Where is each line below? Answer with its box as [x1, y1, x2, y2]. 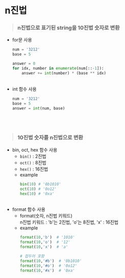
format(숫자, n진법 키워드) [19, 213, 72, 219]
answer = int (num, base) [12, 105, 65, 111]
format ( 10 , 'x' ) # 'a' [19, 244, 68, 250]
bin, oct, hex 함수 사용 [12, 146, 58, 153]
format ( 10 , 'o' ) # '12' [19, 240, 71, 245]
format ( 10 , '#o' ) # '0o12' [19, 263, 78, 268]
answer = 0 [12, 61, 36, 67]
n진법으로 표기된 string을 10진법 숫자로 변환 [17, 24, 120, 31]
